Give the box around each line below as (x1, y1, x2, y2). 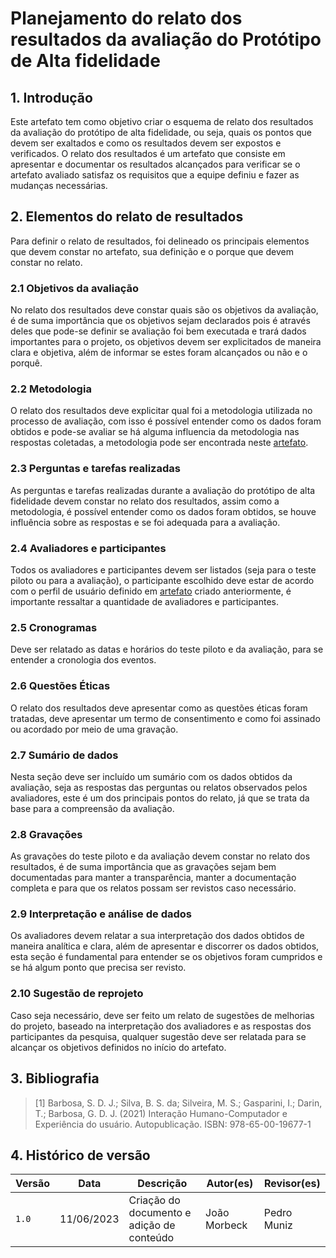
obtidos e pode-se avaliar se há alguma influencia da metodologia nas (10, 426, 300, 438)
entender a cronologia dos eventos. (10, 654, 157, 666)
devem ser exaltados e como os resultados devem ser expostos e (10, 137, 282, 149)
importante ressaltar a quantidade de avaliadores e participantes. (10, 596, 279, 607)
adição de (128, 1218, 176, 1232)
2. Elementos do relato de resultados (10, 208, 244, 226)
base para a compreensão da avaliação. (10, 802, 175, 814)
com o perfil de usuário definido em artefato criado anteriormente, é (10, 585, 292, 597)
